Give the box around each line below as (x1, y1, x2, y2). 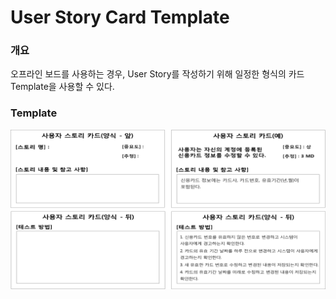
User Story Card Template (10, 6, 230, 29)
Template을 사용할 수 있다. (10, 81, 115, 93)
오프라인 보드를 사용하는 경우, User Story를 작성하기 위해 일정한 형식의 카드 (10, 68, 305, 80)
